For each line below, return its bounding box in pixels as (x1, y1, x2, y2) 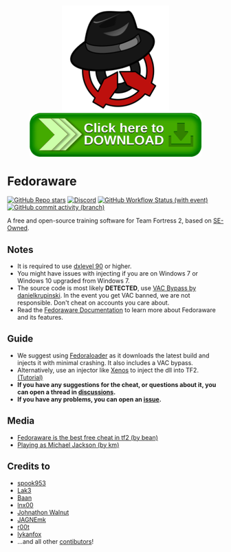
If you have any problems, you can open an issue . (16, 395, 162, 404)
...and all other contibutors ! (16, 537, 94, 545)
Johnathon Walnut (16, 508, 69, 516)
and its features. (16, 313, 64, 322)
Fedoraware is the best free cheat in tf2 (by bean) (16, 433, 158, 441)
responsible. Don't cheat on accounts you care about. (16, 298, 170, 307)
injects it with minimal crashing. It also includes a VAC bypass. (16, 358, 194, 366)
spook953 (16, 478, 46, 487)
